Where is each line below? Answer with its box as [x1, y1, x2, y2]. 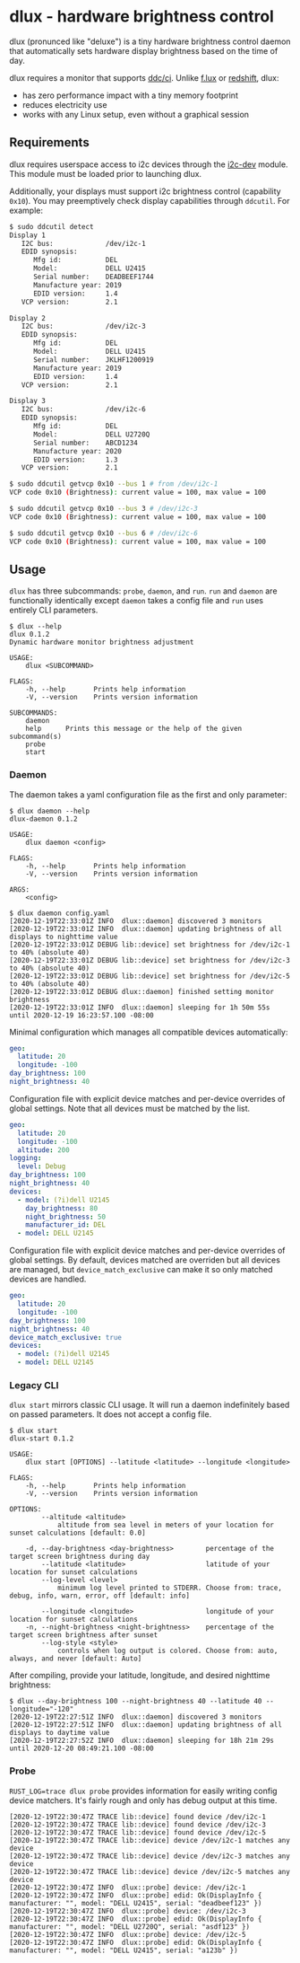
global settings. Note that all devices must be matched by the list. [9, 1103, 251, 1114]
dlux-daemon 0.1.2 [9, 814, 78, 823]
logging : [9, 1154, 42, 1163]
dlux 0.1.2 [9, 630, 50, 639]
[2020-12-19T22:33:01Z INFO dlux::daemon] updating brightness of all [9, 924, 282, 933]
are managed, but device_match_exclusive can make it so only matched [9, 1264, 273, 1275]
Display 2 [9, 313, 47, 322]
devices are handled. [9, 1273, 87, 1285]
